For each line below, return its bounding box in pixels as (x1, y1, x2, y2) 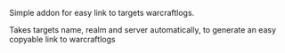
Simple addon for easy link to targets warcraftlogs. (9, 8, 195, 18)
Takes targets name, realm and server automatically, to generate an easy (9, 25, 277, 34)
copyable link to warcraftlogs (9, 34, 116, 44)
